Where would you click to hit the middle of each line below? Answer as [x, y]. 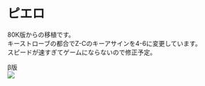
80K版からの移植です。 [41, 35]
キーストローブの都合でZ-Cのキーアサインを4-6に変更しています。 [105, 43]
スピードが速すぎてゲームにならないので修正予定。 [82, 52]
